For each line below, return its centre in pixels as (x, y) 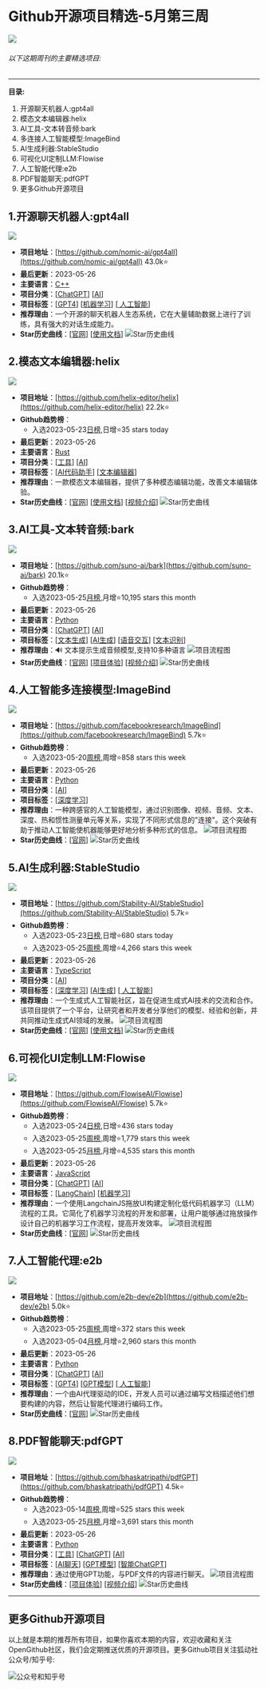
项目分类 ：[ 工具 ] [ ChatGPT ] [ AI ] (72, 1554)
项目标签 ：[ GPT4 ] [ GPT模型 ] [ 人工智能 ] (85, 1384)
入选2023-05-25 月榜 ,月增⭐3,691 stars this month (112, 1521)
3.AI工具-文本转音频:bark (71, 530)
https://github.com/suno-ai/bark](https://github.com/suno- (154, 565)
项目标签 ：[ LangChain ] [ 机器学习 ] (75, 1193)
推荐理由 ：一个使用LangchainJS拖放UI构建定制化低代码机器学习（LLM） (139, 1204)
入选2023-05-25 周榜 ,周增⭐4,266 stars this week (112, 948)
